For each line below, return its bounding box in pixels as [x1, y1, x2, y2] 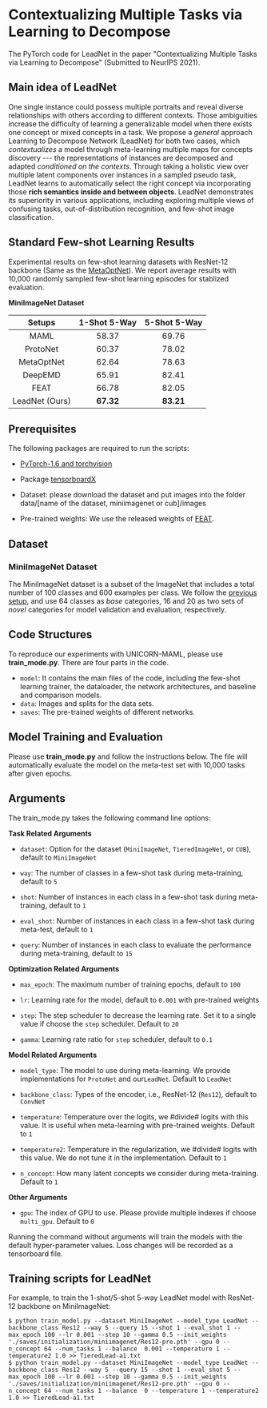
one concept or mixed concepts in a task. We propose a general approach [8, 127, 253, 137]
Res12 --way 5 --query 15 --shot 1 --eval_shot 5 [62, 1366, 230, 1374]
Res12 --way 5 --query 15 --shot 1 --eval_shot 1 [62, 1324, 230, 1332]
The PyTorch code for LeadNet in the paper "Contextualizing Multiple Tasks [8, 49, 257, 58]
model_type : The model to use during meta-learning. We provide [19, 1065, 231, 1075]
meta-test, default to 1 [19, 924, 94, 934]
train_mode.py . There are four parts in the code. [8, 657, 169, 667]
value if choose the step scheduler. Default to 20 [19, 1019, 180, 1028]
